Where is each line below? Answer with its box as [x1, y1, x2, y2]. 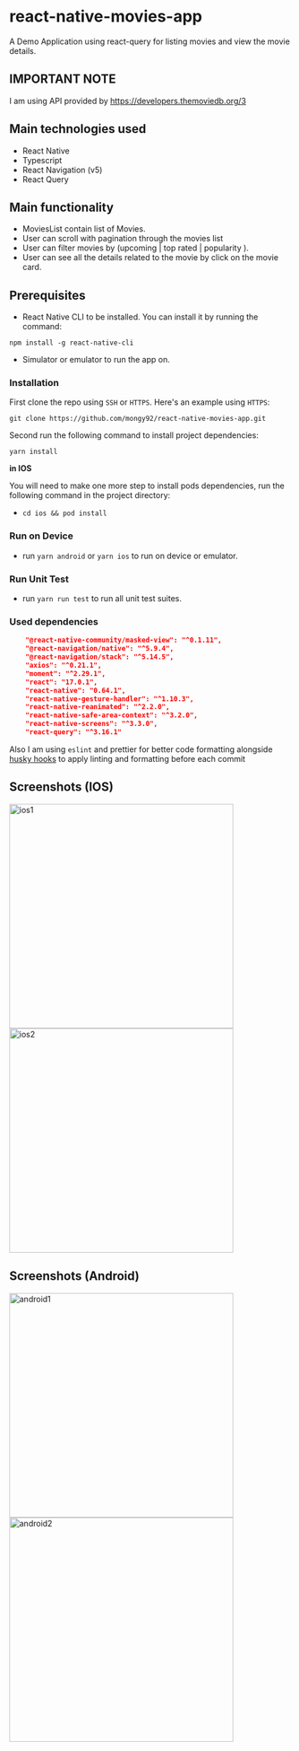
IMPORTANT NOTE [9, 72, 116, 87]
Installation [9, 377, 60, 390]
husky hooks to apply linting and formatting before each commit [9, 753, 246, 764]
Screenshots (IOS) [9, 779, 114, 795]
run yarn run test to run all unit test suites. [21, 593, 182, 604]
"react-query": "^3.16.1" [25, 728, 123, 737]
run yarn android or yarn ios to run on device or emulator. [21, 550, 239, 561]
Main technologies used [9, 121, 147, 136]
